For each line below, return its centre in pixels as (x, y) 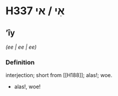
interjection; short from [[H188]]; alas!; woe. (59, 75)
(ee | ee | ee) (21, 47)
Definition (20, 62)
